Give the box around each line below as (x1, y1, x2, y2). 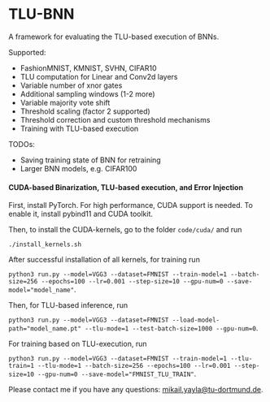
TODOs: (8, 139, 35, 149)
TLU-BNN (8, 5, 75, 24)
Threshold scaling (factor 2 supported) (20, 106, 150, 116)
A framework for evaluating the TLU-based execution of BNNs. (8, 32, 220, 41)
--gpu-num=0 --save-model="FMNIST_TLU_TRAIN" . (37, 369, 197, 378)
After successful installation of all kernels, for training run (8, 255, 201, 265)
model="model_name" (8, 286, 75, 295)
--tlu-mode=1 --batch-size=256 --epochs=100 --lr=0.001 (37, 362, 231, 370)
